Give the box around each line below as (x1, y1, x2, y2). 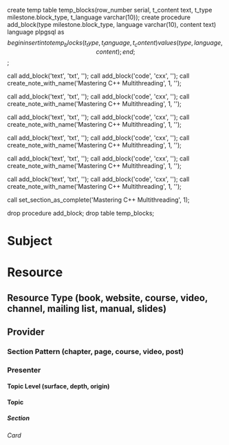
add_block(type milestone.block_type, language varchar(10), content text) (7, 21, 217, 28)
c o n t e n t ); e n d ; (96, 48, 135, 56)
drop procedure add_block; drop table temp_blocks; (7, 209, 155, 217)
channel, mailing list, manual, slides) (7, 302, 167, 314)
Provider (7, 326, 45, 338)
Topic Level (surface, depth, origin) (7, 382, 110, 391)
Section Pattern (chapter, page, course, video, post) (7, 346, 184, 356)
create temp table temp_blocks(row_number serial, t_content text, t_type (7, 6, 212, 14)
